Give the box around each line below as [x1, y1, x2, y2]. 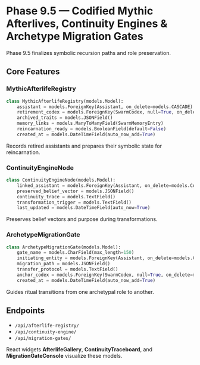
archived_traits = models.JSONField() [17, 115, 113, 121]
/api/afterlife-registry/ [14, 323, 79, 329]
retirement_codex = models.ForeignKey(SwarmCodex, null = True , [17, 109, 174, 115]
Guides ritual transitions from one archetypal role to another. [6, 288, 154, 295]
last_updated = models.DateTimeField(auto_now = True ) [17, 205, 151, 211]
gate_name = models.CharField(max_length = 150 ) [17, 250, 135, 256]
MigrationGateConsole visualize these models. [6, 352, 123, 359]
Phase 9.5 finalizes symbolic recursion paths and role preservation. [6, 49, 171, 56]
